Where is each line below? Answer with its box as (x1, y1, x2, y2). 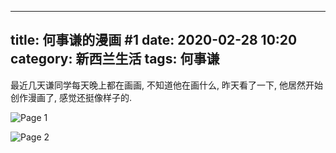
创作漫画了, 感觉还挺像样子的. (10, 91, 133, 103)
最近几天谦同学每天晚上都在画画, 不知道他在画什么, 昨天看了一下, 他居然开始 (10, 79, 323, 91)
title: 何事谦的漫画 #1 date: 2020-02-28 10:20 (10, 32, 298, 49)
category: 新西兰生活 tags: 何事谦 (10, 51, 220, 68)
